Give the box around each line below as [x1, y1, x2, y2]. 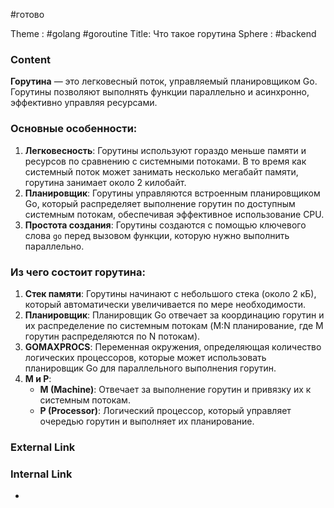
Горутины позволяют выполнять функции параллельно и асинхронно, [10, 86, 310, 98]
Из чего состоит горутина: [10, 265, 146, 279]
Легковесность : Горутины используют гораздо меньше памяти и [24, 144, 307, 156]
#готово [10, 9, 45, 20]
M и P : [24, 372, 52, 384]
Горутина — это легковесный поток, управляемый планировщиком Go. [10, 75, 318, 88]
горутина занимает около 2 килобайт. [24, 176, 187, 188]
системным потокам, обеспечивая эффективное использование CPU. [24, 208, 325, 220]
